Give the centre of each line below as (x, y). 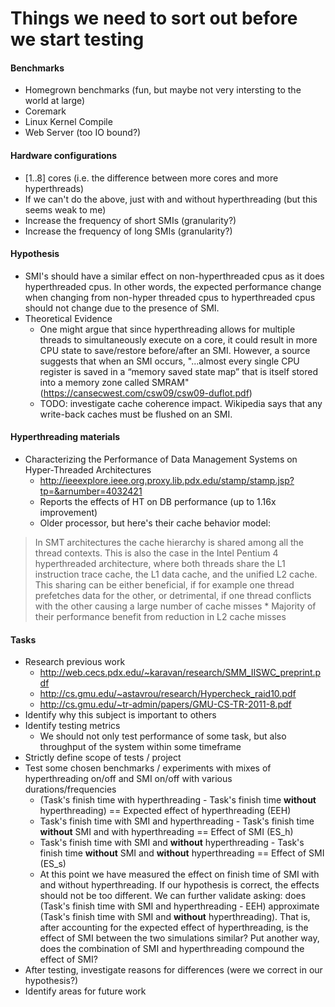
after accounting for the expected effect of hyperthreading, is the (174, 928)
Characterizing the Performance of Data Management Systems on (161, 459)
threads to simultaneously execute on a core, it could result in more (178, 339)
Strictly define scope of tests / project (103, 758)
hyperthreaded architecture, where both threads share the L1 (160, 563)
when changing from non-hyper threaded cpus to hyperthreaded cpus (170, 297)
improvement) (68, 512)
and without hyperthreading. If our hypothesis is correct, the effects (179, 885)
